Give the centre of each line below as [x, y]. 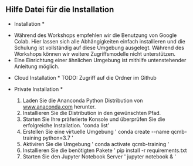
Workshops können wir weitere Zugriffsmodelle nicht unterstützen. [94, 54]
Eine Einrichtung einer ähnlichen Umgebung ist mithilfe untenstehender [100, 60]
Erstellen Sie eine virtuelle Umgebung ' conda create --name [96, 131]
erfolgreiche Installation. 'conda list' [66, 125]
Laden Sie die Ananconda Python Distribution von [83, 100]
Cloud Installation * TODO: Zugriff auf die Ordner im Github [85, 77]
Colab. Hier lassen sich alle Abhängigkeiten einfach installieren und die [99, 41]
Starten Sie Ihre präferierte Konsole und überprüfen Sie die [94, 119]
